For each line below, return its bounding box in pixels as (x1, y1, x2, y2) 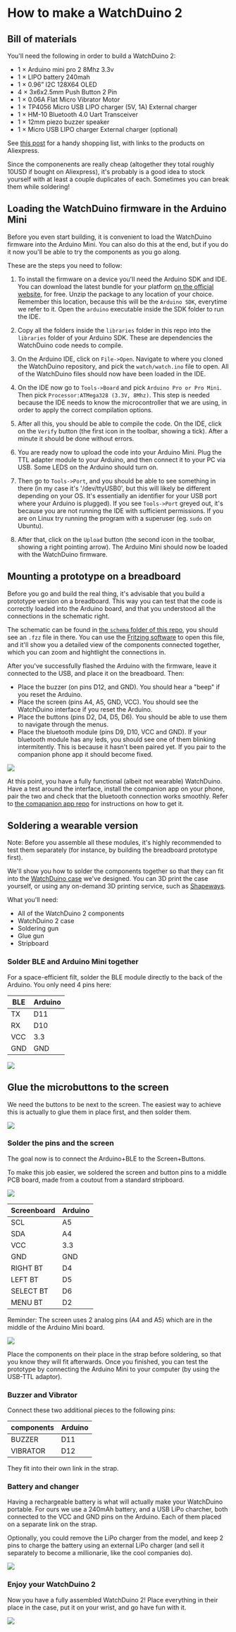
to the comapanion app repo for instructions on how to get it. (7, 799, 185, 808)
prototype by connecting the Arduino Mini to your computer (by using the (7, 1365, 220, 1373)
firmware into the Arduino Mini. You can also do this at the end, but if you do (7, 240, 229, 248)
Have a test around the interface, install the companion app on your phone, (7, 784, 225, 793)
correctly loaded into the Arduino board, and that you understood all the (7, 604, 216, 612)
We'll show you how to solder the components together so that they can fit (7, 867, 224, 875)
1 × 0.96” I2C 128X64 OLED (17, 80, 97, 89)
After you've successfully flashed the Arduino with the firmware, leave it (7, 661, 217, 670)
